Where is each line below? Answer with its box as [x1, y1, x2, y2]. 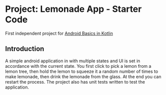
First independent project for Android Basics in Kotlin [5, 30, 113, 36]
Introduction [5, 45, 45, 53]
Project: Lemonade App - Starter [5, 3, 142, 15]
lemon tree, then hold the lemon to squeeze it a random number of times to [5, 68, 159, 74]
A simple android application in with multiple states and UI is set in [5, 58, 140, 64]
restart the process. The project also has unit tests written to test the [5, 79, 145, 85]
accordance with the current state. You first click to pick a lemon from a [5, 63, 152, 69]
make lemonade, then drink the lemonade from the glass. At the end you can [5, 73, 162, 80]
